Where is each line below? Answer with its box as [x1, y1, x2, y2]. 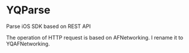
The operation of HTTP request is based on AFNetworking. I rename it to [6, 34, 184, 41]
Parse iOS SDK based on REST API [6, 23, 91, 30]
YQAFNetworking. [6, 40, 50, 47]
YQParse [6, 3, 50, 17]
